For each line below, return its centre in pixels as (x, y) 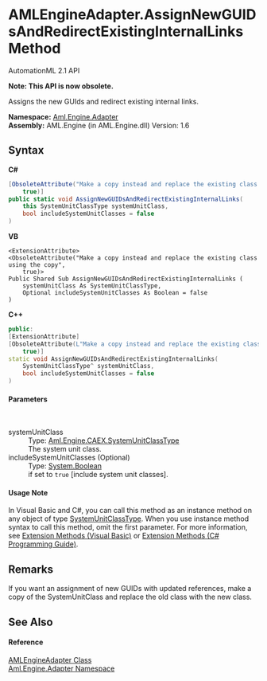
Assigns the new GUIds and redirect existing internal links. (104, 101)
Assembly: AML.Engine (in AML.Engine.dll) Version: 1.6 (99, 125)
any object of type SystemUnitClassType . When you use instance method (129, 519)
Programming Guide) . (43, 544)
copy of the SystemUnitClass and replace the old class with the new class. (130, 597)
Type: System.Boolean (65, 466)
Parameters (28, 399)
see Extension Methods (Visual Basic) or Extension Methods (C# (114, 536)
